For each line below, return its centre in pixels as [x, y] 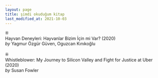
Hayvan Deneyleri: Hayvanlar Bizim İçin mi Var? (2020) [60, 39]
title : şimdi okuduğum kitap [35, 14]
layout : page [18, 10]
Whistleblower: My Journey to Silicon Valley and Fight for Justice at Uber [79, 60]
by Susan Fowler [22, 70]
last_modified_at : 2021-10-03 [36, 19]
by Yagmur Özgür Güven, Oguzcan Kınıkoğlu [50, 44]
